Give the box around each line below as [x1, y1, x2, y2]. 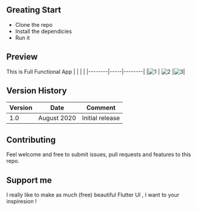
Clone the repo [15, 21, 53, 28]
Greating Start [6, 5, 61, 15]
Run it [15, 34, 30, 41]
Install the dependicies [15, 27, 72, 35]
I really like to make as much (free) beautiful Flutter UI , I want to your [6, 191, 179, 199]
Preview [6, 52, 38, 62]
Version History [6, 85, 67, 96]
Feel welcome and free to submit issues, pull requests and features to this [6, 151, 192, 158]
